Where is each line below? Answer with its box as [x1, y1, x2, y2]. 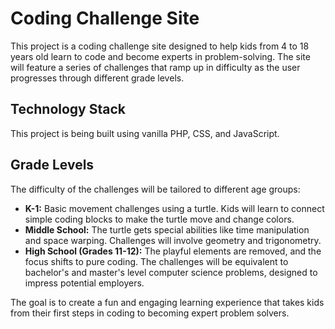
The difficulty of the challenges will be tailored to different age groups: [10, 183, 301, 195]
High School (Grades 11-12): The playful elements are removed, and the [24, 245, 322, 257]
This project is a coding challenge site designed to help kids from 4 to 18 [10, 40, 310, 52]
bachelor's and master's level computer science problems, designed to [24, 266, 318, 278]
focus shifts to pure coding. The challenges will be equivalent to [24, 255, 289, 267]
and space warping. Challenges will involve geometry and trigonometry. [24, 234, 322, 246]
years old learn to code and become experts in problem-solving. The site [10, 50, 311, 62]
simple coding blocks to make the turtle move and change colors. [24, 213, 295, 225]
